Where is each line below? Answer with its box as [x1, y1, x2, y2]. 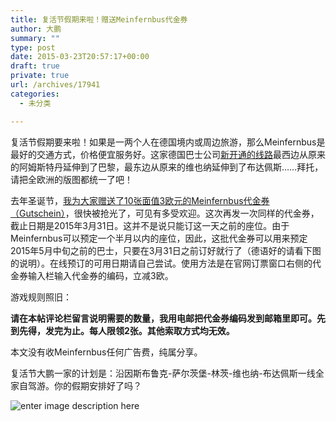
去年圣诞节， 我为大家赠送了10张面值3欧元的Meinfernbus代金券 [10, 194, 270, 206]
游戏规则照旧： [10, 291, 72, 303]
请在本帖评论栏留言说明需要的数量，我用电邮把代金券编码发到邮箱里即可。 [10, 312, 317, 324]
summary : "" [10, 33, 60, 43]
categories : [10, 89, 60, 99]
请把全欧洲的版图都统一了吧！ [10, 173, 133, 185]
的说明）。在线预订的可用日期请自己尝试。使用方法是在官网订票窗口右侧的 [10, 257, 313, 269]
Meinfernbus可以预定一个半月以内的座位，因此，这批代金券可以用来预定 [10, 232, 308, 244]
